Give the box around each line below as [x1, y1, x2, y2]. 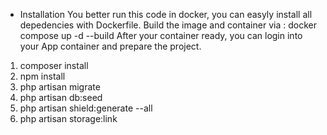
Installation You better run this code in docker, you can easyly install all [19, 9, 313, 20]
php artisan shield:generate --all [19, 102, 153, 114]
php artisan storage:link [19, 113, 118, 124]
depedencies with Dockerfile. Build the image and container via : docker [19, 19, 317, 31]
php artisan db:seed [19, 92, 103, 103]
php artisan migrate [19, 81, 101, 93]
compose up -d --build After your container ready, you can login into [19, 30, 303, 41]
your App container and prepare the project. [19, 40, 202, 52]
